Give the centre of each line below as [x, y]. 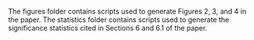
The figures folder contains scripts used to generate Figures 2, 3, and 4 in [127, 11]
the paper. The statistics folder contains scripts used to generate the [119, 20]
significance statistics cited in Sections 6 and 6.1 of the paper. [108, 28]
